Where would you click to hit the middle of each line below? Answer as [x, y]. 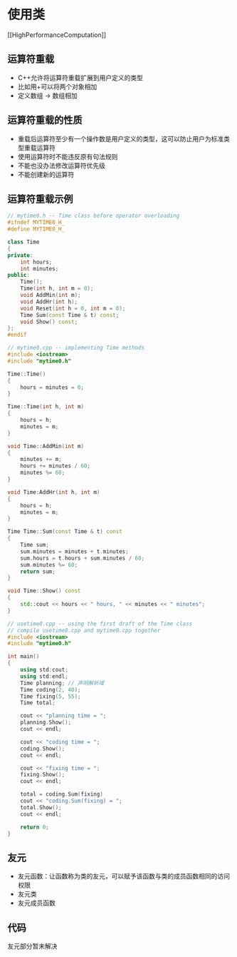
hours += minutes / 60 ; [56, 466]
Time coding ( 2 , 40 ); [51, 689]
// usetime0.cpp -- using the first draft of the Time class [100, 624]
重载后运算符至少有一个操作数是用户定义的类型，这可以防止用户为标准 [121, 138]
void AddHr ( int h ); [49, 302]
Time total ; [38, 703]
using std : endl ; [44, 676]
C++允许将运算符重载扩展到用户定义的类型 [80, 77]
